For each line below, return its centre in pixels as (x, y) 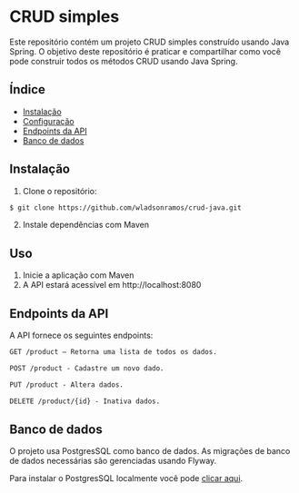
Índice (27, 89)
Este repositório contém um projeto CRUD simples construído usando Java (149, 42)
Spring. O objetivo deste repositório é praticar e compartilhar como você (145, 51)
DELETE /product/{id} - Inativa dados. (85, 401)
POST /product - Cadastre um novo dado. (87, 368)
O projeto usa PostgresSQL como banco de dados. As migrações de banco (150, 451)
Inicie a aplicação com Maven (78, 275)
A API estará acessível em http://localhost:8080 (112, 285)
